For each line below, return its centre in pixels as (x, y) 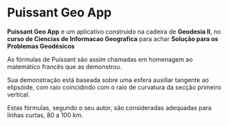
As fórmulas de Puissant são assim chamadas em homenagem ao (100, 59)
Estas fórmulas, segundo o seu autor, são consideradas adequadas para (109, 108)
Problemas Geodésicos (41, 46)
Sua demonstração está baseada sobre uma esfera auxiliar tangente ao (108, 79)
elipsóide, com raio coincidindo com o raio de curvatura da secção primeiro (114, 87)
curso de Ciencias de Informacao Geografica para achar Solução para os (113, 38)
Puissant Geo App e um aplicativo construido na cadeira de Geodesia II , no (114, 32)
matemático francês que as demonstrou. (65, 66)
